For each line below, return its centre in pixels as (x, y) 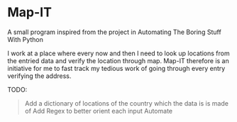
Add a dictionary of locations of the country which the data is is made (127, 103)
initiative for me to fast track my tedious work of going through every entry (116, 68)
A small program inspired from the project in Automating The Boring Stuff (114, 32)
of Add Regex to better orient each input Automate (98, 111)
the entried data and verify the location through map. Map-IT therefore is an (118, 60)
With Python (26, 39)
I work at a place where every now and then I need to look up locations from (118, 53)
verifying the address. (39, 76)
